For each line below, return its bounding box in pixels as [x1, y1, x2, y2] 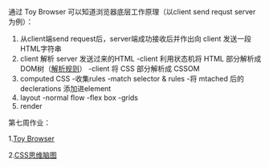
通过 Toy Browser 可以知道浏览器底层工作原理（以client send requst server [8, 7, 256, 16]
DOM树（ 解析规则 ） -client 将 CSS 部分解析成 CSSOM [19, 64, 200, 74]
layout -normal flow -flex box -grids [19, 93, 139, 102]
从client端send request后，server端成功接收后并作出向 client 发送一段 [19, 34, 251, 43]
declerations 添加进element [19, 84, 112, 93]
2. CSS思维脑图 [8, 150, 58, 160]
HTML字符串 [19, 44, 62, 54]
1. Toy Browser [8, 134, 55, 143]
